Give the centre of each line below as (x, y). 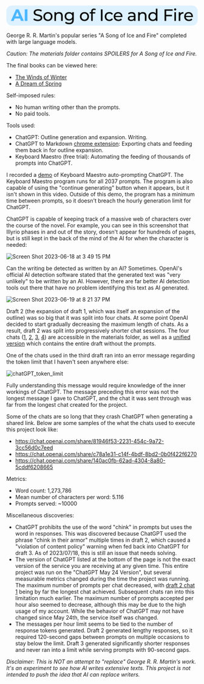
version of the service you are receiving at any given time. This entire (102, 565)
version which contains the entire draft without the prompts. (81, 344)
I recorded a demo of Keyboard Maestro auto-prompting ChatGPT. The (95, 174)
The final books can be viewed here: (52, 65)
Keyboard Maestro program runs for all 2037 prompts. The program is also (100, 181)
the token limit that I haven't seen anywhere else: (67, 362)
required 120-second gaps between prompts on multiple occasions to (102, 637)
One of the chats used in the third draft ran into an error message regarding (101, 355)
